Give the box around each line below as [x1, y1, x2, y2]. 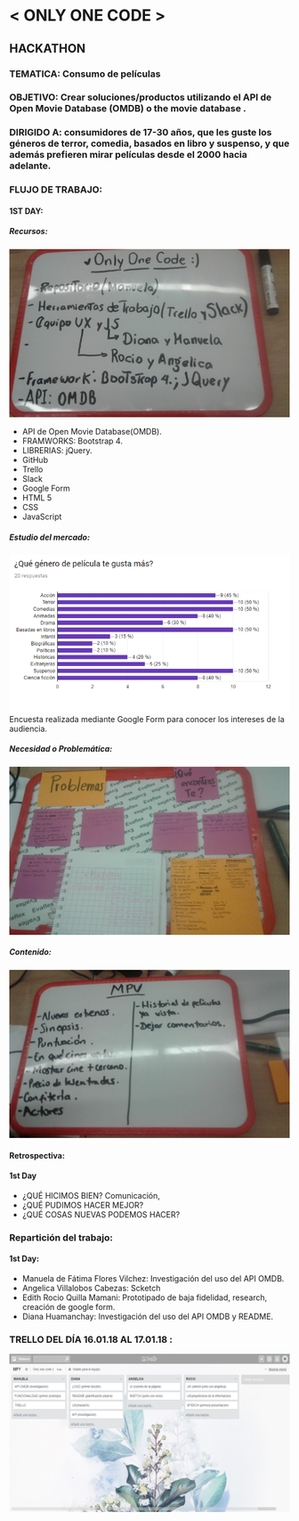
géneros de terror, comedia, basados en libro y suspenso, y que [9, 137, 290, 150]
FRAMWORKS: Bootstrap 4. [21, 435, 123, 446]
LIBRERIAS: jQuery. [21, 445, 93, 456]
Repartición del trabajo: [9, 1231, 114, 1243]
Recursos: [9, 226, 48, 237]
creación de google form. [21, 1301, 116, 1312]
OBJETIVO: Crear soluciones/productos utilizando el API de [9, 91, 272, 103]
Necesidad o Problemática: [9, 744, 113, 754]
